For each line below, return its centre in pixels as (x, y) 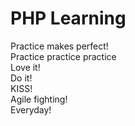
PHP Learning (68, 18)
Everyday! (31, 109)
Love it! (25, 67)
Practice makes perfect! (59, 46)
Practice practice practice (63, 56)
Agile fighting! (39, 99)
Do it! (21, 78)
